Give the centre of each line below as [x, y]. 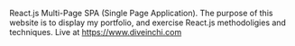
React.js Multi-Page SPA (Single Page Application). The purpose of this [141, 13]
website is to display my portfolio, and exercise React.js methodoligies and [148, 23]
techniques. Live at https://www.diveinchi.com [96, 32]
